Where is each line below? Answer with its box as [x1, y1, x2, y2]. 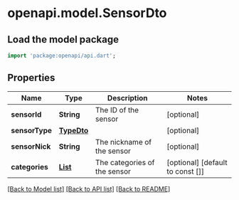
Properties [7, 72, 55, 84]
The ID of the [95, 105, 139, 115]
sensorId [11, 109, 42, 119]
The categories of [95, 157, 155, 167]
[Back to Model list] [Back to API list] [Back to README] [7, 184, 171, 193]
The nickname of [95, 137, 152, 147]
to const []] [166, 166, 205, 176]
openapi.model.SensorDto [7, 5, 167, 21]
